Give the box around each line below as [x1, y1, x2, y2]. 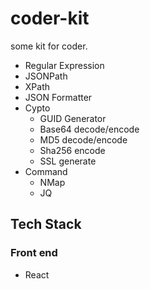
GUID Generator [39, 112, 107, 124]
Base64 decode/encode [39, 123, 140, 135]
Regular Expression [24, 59, 105, 71]
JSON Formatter [24, 91, 93, 103]
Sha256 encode [39, 144, 106, 156]
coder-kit [10, 7, 90, 30]
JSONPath [24, 70, 68, 82]
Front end [10, 246, 58, 260]
